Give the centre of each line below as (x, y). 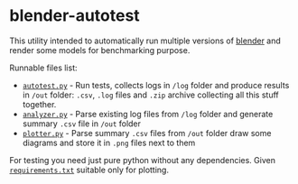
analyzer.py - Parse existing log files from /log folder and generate (148, 114)
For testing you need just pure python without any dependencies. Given (142, 160)
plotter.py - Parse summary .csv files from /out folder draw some (147, 133)
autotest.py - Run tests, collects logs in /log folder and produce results (156, 85)
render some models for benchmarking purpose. (100, 50)
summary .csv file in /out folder (82, 124)
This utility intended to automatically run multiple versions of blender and (145, 41)
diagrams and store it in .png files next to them (109, 143)
